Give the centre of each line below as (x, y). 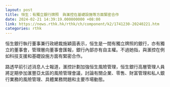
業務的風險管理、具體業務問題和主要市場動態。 (58, 79)
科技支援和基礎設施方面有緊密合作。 (47, 56)
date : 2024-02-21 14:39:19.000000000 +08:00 (53, 19)
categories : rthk (24, 29)
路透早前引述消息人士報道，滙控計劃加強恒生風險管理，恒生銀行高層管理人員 (85, 67)
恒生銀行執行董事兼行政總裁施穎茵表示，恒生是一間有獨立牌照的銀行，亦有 (83, 44)
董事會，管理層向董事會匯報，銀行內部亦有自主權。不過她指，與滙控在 (87, 50)
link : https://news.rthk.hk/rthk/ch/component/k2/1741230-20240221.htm (82, 24)
